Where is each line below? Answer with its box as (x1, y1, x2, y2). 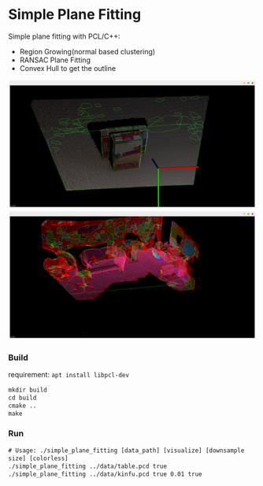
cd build (8, 394, 37, 402)
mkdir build (8, 386, 47, 394)
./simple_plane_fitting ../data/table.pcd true (8, 462, 168, 470)
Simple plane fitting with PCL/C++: (8, 32, 120, 41)
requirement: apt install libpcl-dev (8, 369, 130, 379)
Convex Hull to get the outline (19, 63, 117, 72)
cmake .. (8, 402, 37, 410)
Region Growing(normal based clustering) (19, 46, 156, 56)
